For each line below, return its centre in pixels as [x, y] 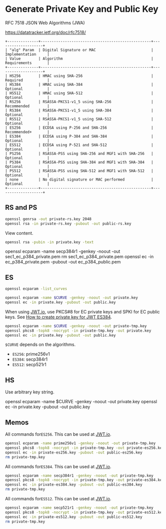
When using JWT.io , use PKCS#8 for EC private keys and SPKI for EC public [83, 311]
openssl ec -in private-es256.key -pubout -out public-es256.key [74, 453]
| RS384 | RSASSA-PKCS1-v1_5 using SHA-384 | [79, 110]
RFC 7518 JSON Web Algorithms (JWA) [45, 23]
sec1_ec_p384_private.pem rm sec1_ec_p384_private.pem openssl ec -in [80, 257]
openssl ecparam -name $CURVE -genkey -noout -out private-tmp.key [76, 326]
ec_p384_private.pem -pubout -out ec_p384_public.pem [63, 262]
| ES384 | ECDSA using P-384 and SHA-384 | [79, 136]
